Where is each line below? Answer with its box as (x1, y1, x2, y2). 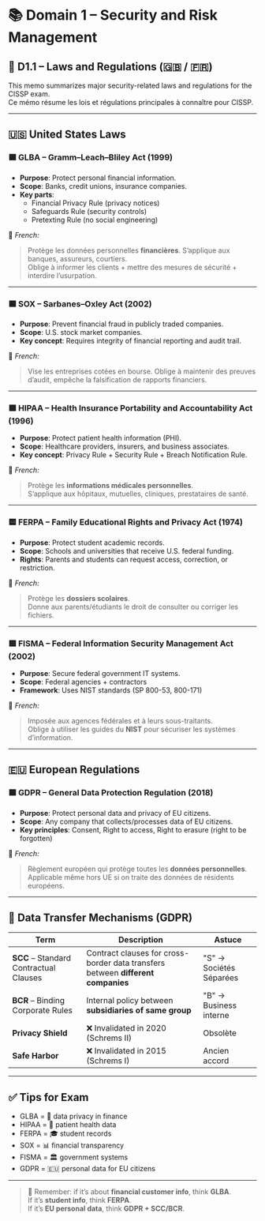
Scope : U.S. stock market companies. (19, 327, 143, 336)
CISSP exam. (8, 89, 50, 99)
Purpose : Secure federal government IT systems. (19, 668, 181, 678)
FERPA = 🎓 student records (19, 1129, 112, 1138)
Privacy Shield (12, 1028, 68, 1039)
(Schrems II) (86, 1032, 132, 1043)
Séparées (203, 972, 239, 983)
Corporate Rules (12, 1005, 73, 1016)
